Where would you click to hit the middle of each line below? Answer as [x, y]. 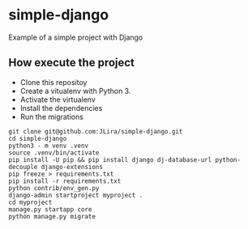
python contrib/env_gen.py [54, 188]
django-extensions [72, 167]
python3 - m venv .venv [49, 146]
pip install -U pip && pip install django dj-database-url [110, 159]
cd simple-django [38, 138]
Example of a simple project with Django [76, 37]
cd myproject [30, 202]
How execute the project [72, 63]
